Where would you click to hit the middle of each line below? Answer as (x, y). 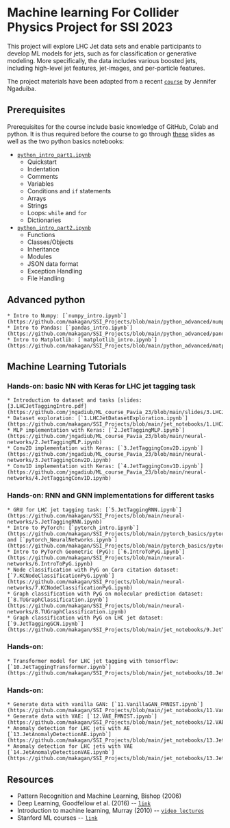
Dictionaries (44, 220)
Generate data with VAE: (49, 717)
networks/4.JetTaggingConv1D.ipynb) (59, 478)
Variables (40, 184)
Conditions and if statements (69, 191)
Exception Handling (55, 271)
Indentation (43, 169)
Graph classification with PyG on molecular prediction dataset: (108, 594)
